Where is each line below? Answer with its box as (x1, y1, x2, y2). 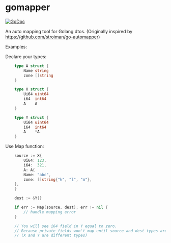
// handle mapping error (23, 209, 76, 214)
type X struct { (14, 87, 49, 92)
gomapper (5, 2, 50, 13)
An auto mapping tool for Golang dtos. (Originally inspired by (5, 28, 133, 34)
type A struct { (14, 63, 49, 68)
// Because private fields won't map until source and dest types (14, 228, 158, 233)
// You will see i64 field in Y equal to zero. (14, 224, 117, 229)
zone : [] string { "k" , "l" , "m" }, (23, 177, 93, 182)
